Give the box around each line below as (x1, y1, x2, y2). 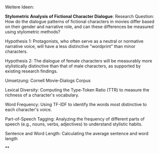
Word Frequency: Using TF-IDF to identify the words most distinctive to (5, 102, 147, 107)
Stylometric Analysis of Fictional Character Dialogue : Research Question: (5, 14, 155, 19)
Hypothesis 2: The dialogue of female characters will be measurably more (5, 58, 152, 63)
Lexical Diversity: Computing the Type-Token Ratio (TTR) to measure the (5, 87, 150, 92)
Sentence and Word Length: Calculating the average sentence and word (5, 131, 149, 136)
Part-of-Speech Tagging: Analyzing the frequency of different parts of (5, 116, 145, 122)
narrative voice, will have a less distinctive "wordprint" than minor (5, 44, 136, 49)
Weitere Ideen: (5, 4, 34, 10)
